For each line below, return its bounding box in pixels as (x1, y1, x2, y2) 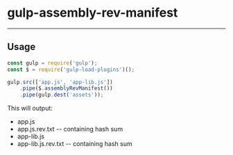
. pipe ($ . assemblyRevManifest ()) (19, 85, 113, 92)
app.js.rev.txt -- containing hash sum (17, 125, 123, 133)
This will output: (7, 104, 53, 113)
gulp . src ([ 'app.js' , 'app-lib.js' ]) (7, 79, 113, 85)
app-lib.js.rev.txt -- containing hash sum (17, 140, 133, 148)
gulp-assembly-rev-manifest (7, 5, 178, 21)
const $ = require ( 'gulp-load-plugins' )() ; (7, 66, 135, 73)
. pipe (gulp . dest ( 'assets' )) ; (19, 92, 104, 99)
